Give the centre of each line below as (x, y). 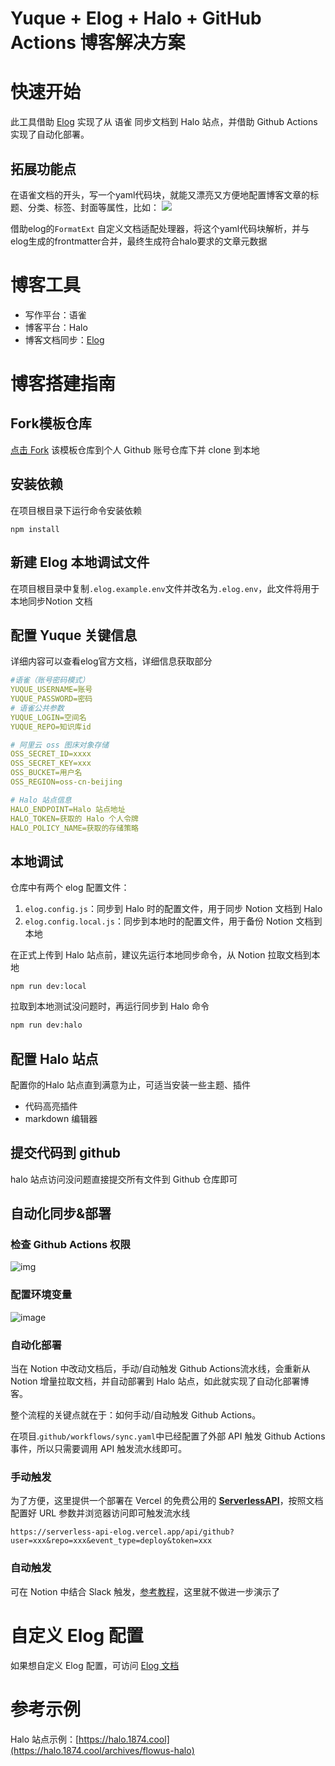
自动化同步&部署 (61, 1213)
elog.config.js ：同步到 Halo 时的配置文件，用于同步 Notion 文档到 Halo (173, 909)
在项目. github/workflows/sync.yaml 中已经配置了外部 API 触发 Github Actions (168, 1436)
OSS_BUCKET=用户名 (46, 773)
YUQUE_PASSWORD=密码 (51, 699)
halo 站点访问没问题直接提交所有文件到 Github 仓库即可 (124, 1179)
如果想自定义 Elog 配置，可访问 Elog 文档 (95, 1665)
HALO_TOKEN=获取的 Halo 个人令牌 (74, 818)
